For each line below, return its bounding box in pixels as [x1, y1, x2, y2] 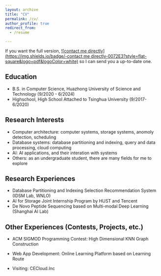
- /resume [9, 30, 29, 35]
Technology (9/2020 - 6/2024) [12, 91, 75, 97]
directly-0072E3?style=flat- [90, 53, 147, 59]
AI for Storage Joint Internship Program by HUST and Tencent [12, 198, 137, 204]
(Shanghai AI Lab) [12, 208, 49, 214]
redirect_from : [5, 26, 36, 31]
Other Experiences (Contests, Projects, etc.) [5, 223, 144, 231]
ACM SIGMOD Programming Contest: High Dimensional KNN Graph [12, 236, 149, 242]
